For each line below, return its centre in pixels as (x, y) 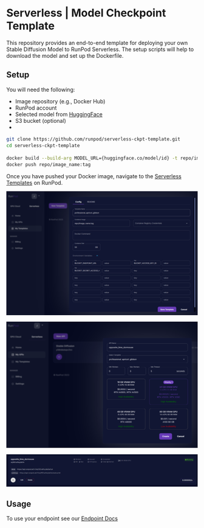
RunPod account (36, 108)
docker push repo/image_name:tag (49, 165)
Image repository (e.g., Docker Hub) (60, 101)
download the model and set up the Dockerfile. (65, 55)
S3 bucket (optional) (41, 120)
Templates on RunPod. (35, 183)
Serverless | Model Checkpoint (86, 13)
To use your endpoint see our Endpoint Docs (62, 519)
